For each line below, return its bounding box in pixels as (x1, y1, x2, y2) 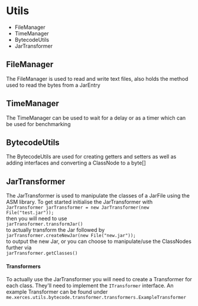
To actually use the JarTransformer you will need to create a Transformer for (6, 276, 192, 283)
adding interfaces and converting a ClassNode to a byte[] (6, 159, 146, 166)
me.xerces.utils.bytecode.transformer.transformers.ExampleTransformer (6, 295, 186, 301)
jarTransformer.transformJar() (6, 221, 83, 228)
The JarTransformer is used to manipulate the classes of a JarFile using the (6, 192, 190, 199)
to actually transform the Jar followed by (6, 226, 105, 233)
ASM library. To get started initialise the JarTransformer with (6, 199, 152, 206)
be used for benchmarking (6, 120, 71, 127)
